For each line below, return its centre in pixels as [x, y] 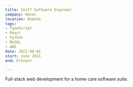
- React [13, 33]
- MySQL [13, 42]
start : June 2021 [23, 56]
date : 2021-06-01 [23, 51]
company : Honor [21, 14]
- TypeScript [19, 28]
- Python [14, 38]
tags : [11, 24]
